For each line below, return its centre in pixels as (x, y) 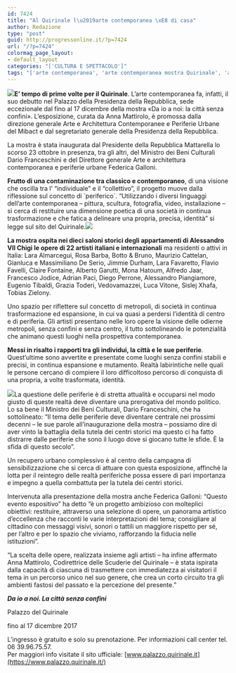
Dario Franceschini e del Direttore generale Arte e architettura (97, 160)
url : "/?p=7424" (31, 46)
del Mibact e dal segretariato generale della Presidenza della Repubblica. (113, 131)
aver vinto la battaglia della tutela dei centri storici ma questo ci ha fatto (111, 432)
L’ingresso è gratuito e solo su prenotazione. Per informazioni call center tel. (118, 639)
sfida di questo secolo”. (41, 446)
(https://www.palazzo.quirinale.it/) (57, 662)
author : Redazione (34, 27)
